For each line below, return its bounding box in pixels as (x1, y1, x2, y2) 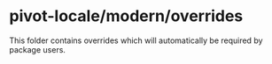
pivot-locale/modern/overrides (9, 6, 244, 26)
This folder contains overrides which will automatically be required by (9, 35, 263, 46)
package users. (9, 44, 66, 54)
